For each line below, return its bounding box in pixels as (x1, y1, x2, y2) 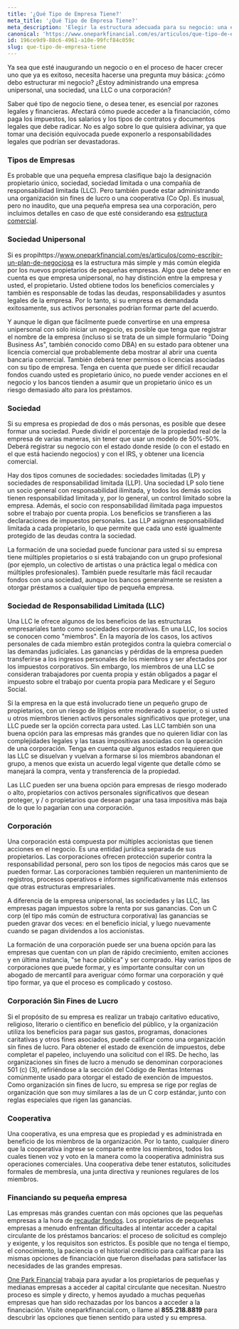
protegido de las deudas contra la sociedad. (7, 531, 137, 540)
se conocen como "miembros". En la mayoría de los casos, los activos (7, 632, 213, 641)
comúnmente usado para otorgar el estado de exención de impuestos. (7, 1073, 213, 1081)
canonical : (7, 30, 40, 38)
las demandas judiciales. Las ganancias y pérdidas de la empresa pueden (7, 647, 223, 656)
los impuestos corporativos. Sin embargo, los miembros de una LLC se (7, 663, 215, 671)
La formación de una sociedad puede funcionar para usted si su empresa (7, 545, 223, 554)
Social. (7, 685, 28, 694)
